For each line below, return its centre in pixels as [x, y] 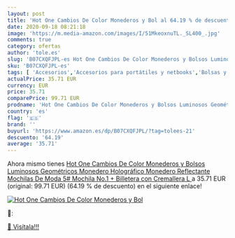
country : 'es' [28, 111]
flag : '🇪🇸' [24, 118]
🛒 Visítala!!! [23, 227]
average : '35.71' [33, 144]
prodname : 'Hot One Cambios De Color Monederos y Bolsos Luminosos [108, 105]
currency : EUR [28, 85]
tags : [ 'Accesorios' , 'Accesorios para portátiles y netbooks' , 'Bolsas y [117, 72]
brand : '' [22, 124]
